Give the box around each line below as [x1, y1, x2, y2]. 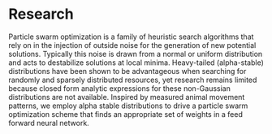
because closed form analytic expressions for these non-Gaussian [8, 83, 231, 93]
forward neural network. [8, 118, 89, 128]
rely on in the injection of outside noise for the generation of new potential [8, 40, 257, 50]
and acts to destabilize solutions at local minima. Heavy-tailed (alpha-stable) [8, 58, 264, 67]
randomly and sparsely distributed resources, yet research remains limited [8, 75, 257, 84]
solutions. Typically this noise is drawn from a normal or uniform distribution [8, 49, 263, 58]
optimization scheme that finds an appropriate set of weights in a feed [8, 109, 244, 119]
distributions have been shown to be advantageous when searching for [8, 66, 247, 76]
